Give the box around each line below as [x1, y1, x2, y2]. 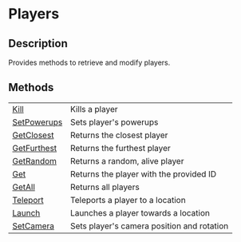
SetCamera [12, 220, 54, 232]
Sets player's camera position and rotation [70, 220, 229, 232]
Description [8, 37, 68, 50]
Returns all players [70, 181, 140, 192]
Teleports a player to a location [70, 194, 186, 205]
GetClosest [12, 129, 54, 141]
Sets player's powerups [70, 117, 159, 128]
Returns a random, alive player [70, 155, 184, 166]
